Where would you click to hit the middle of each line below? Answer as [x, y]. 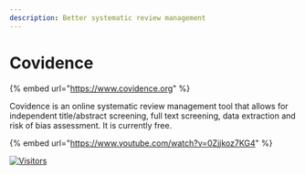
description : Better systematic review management [108, 18]
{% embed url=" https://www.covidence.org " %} [100, 88]
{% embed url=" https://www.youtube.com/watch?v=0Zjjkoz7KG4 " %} [141, 143]
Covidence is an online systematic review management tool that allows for [149, 106]
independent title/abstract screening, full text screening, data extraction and [153, 116]
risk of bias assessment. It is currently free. [91, 125]
